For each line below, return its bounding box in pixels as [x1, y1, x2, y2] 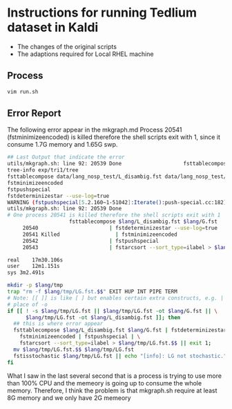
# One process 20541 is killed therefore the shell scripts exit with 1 [7, 212, 221, 219]
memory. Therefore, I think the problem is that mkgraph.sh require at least [7, 386, 217, 394]
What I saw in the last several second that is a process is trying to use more [7, 372, 222, 380]
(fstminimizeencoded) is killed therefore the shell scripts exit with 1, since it [7, 133, 221, 141]
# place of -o [7, 301, 48, 308]
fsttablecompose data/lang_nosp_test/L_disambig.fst [7, 173, 162, 181]
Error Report [7, 107, 61, 119]
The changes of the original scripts [17, 42, 117, 51]
